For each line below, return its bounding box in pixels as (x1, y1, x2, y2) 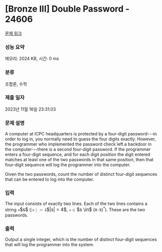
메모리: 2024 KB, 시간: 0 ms (5, 56, 59, 62)
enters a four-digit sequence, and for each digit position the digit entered (5, 151, 150, 157)
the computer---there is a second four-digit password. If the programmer (5, 147, 151, 152)
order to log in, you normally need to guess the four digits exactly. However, (5, 136, 156, 142)
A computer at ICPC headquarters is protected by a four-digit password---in (5, 131, 157, 137)
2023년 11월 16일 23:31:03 (5, 106, 56, 112)
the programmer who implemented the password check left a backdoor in (5, 141, 152, 147)
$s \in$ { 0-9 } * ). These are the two (76, 206, 145, 213)
